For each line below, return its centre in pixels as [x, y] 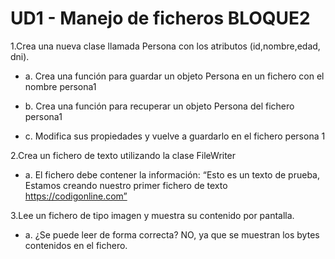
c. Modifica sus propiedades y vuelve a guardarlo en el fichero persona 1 [175, 136]
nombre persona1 [60, 86]
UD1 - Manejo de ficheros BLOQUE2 [160, 18]
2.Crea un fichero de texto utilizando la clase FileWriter [123, 155]
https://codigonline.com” [76, 196]
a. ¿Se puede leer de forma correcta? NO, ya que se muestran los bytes [172, 234]
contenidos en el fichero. [76, 245]
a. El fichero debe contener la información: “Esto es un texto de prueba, [172, 174]
